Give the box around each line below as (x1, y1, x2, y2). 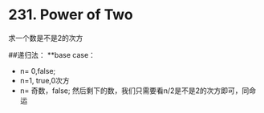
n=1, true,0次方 (19, 75, 70, 85)
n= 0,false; (19, 66, 56, 75)
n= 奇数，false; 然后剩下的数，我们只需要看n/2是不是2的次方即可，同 (19, 86, 250, 95)
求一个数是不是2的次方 (8, 33, 83, 42)
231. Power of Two (8, 6, 134, 24)
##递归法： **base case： (8, 50, 96, 59)
